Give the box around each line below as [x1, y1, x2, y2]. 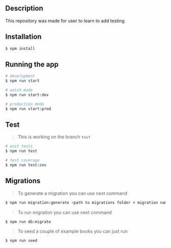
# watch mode [5, 88, 33, 93]
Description [5, 4, 43, 13]
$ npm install [5, 46, 36, 51]
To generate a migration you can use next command [17, 190, 128, 196]
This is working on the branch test [17, 134, 91, 140]
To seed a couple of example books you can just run [17, 228, 128, 234]
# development [5, 73, 36, 79]
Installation [5, 33, 42, 41]
